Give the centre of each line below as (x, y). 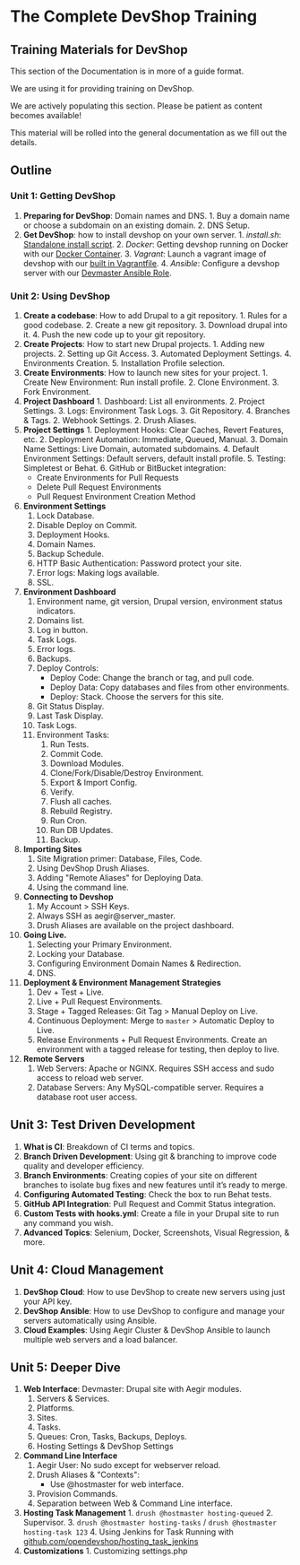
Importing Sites (52, 848)
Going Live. (45, 935)
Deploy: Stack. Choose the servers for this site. (137, 696)
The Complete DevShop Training (134, 17)
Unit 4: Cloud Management (87, 1270)
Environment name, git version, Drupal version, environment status (159, 601)
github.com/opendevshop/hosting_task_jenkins (111, 1542)
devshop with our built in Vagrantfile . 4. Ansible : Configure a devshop (151, 263)
